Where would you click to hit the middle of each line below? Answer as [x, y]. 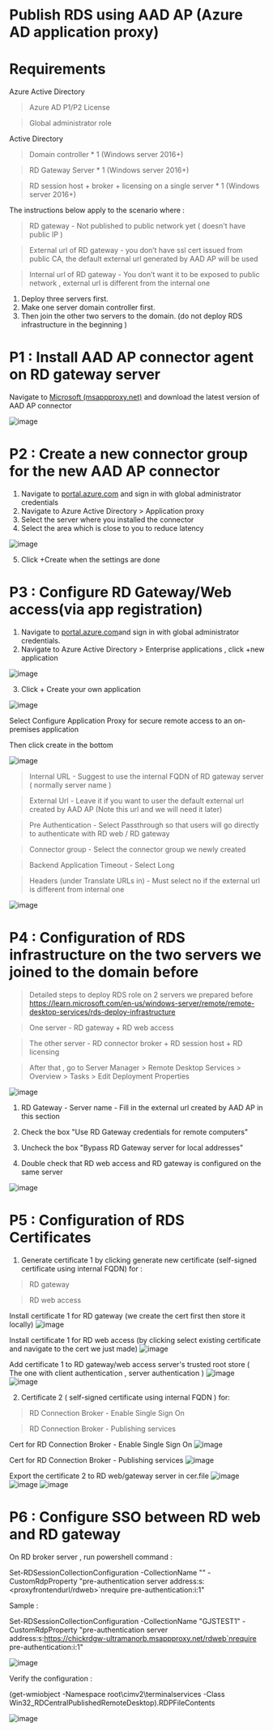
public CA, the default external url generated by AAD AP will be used [143, 259]
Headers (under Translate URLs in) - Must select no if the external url [144, 880]
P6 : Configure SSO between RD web [135, 1517]
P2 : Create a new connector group [128, 454]
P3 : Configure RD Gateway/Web [120, 592]
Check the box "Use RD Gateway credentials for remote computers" [134, 1131]
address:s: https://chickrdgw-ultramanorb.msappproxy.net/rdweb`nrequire [133, 1638]
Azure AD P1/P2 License [69, 108]
